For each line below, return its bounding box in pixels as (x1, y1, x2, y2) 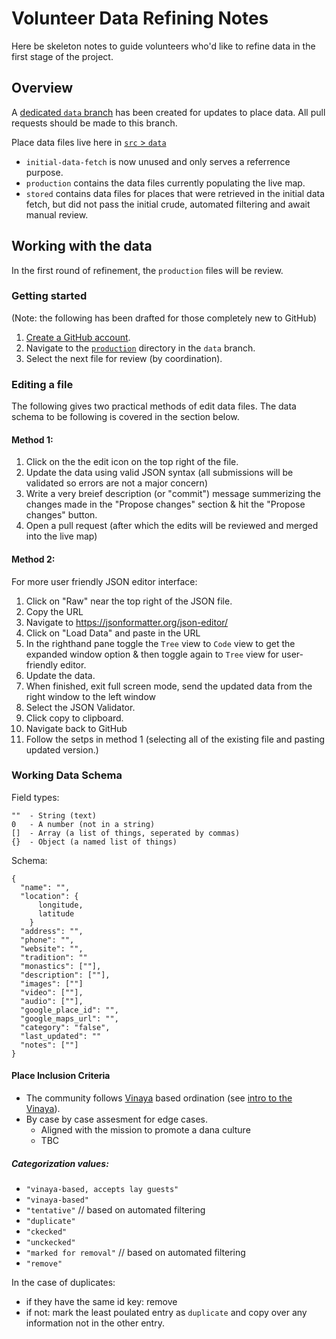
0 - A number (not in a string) (11, 819, 156, 829)
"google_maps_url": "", (20, 1013, 119, 1024)
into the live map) (25, 530, 98, 542)
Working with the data (11, 238, 153, 255)
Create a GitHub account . (25, 331, 131, 343)
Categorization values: (11, 1157, 109, 1169)
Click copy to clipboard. (25, 712, 124, 724)
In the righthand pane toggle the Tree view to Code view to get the (25, 637, 296, 649)
